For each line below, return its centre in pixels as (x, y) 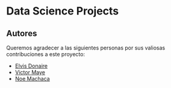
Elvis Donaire (31, 66)
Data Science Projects (63, 11)
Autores (22, 33)
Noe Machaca (32, 79)
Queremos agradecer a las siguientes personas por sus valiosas (86, 48)
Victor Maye (30, 72)
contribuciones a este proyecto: (46, 54)
